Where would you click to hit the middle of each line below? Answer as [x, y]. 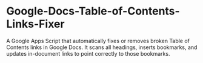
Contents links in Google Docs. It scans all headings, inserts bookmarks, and [102, 47]
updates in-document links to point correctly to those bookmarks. [88, 53]
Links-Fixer [35, 24]
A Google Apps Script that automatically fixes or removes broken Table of [98, 41]
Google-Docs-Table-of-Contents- [93, 11]
